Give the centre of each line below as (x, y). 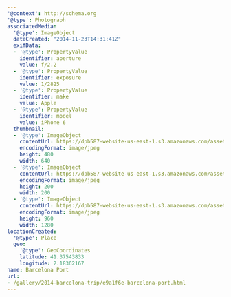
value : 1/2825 (40, 84)
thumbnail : (29, 129)
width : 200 (35, 193)
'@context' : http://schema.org (52, 13)
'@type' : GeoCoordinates (55, 251)
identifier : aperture (50, 59)
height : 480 (36, 155)
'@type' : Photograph (37, 20)
